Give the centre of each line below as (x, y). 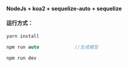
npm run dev (21, 58)
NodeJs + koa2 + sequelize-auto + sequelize (64, 8)
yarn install (23, 36)
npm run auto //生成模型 (52, 47)
